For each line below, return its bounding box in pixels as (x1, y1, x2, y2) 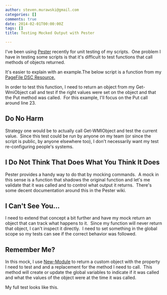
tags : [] (5, 26, 23, 31)
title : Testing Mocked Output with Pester (5, 30, 95, 35)
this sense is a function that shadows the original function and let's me (5, 176, 151, 182)
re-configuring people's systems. (5, 143, 74, 149)
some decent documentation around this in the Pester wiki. (5, 187, 126, 193)
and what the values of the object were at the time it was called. (5, 274, 137, 280)
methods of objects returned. (5, 59, 65, 65)
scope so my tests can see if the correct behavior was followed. (5, 231, 137, 237)
